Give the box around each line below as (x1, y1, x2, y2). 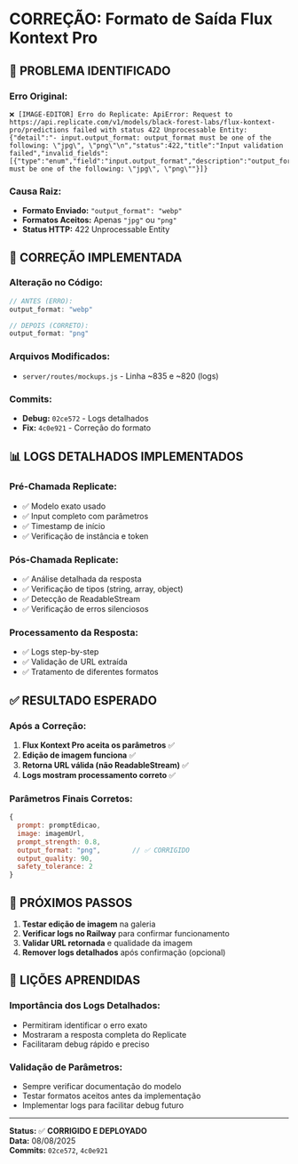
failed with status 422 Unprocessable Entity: (72, 125, 248, 134)
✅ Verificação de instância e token (21, 530, 149, 542)
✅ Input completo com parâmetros (21, 510, 149, 521)
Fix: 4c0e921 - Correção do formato (21, 422, 152, 433)
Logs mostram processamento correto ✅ (21, 769, 176, 780)
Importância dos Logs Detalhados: (9, 999, 161, 1012)
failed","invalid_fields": (9, 149, 109, 157)
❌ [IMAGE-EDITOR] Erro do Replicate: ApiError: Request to (9, 109, 233, 119)
